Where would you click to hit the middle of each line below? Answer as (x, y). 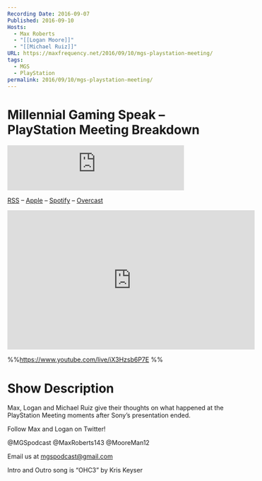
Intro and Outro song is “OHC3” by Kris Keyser (75, 470)
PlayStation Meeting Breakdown (103, 130)
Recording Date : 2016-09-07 (49, 14)
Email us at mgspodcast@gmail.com (60, 456)
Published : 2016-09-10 (41, 21)
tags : (15, 60)
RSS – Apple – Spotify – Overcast (55, 201)
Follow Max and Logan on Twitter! (56, 429)
